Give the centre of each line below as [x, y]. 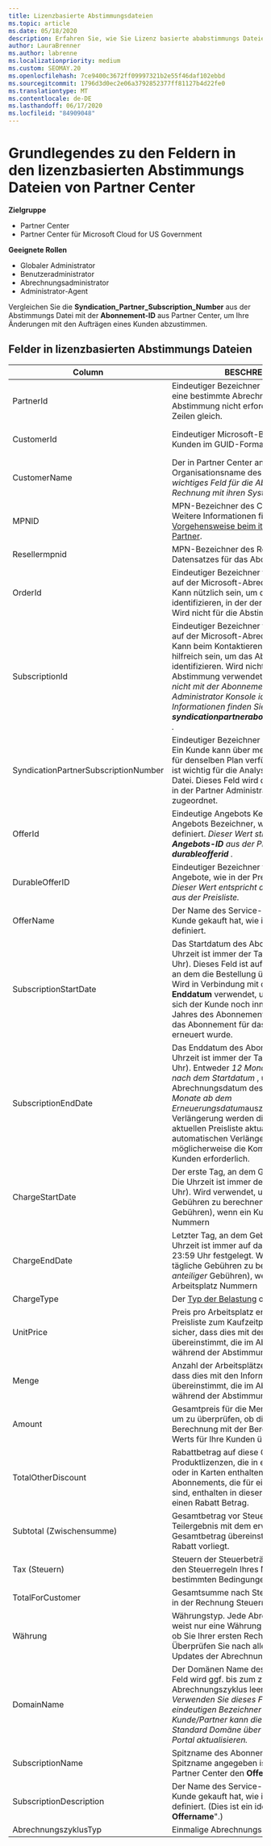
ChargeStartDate [44, 1197]
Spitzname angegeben [215, 1763]
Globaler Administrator [58, 265]
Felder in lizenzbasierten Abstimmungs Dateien [130, 349]
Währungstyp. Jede [209, 1615]
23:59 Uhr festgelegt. [213, 1255]
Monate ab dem [202, 1098]
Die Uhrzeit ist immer [212, 1182]
